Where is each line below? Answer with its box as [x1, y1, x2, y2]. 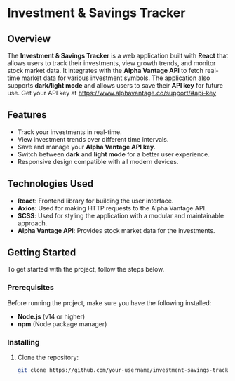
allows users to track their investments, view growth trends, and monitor [7, 59, 216, 67]
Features [7, 109, 47, 121]
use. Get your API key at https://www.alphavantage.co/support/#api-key [7, 89, 217, 97]
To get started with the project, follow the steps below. [7, 265, 165, 274]
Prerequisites [7, 283, 54, 293]
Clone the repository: [17, 353, 79, 362]
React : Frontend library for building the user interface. [17, 196, 174, 205]
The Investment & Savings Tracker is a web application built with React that [7, 51, 229, 60]
